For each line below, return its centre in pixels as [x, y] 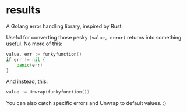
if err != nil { [26, 59]
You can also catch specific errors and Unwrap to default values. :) [86, 103]
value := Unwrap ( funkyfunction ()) [48, 92]
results [23, 10]
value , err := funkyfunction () [44, 54]
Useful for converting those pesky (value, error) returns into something [94, 37]
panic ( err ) [30, 65]
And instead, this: [27, 81]
